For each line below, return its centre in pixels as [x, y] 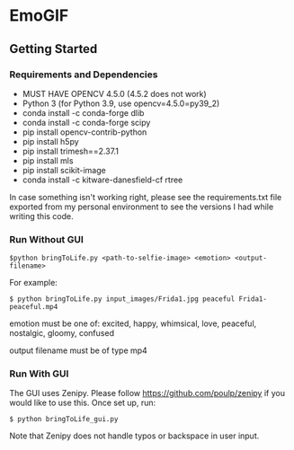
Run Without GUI [46, 239]
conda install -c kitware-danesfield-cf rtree [102, 180]
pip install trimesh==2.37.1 [71, 151]
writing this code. [41, 216]
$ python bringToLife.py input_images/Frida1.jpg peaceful [122, 299]
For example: [34, 283]
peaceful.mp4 [34, 307]
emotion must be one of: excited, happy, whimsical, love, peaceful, [133, 323]
